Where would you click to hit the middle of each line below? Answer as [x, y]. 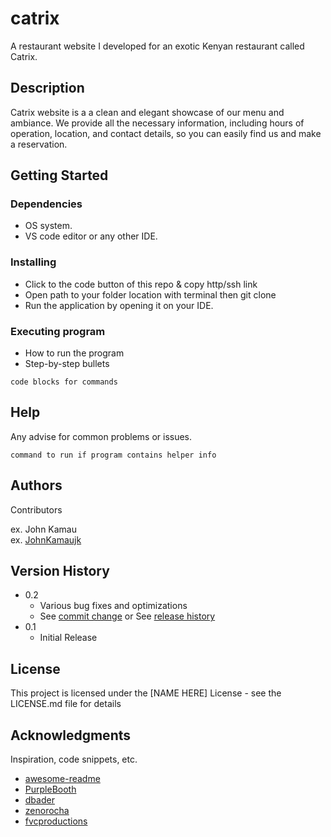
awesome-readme [62, 779]
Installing [33, 262]
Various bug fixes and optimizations [113, 606]
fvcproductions [56, 821]
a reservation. [39, 144]
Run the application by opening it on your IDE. [119, 305]
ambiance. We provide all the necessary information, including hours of [157, 123]
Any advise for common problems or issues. [101, 436]
